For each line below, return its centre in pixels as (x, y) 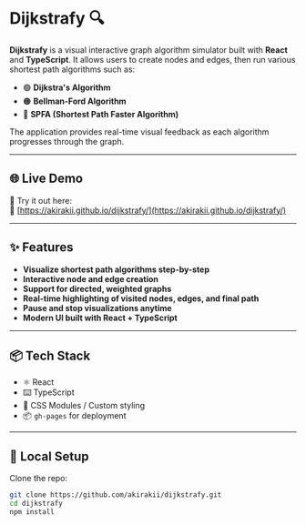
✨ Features (41, 247)
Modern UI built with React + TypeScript (100, 318)
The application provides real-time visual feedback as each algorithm (139, 131)
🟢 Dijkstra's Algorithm (66, 87)
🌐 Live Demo (46, 179)
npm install (32, 511)
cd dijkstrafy (36, 504)
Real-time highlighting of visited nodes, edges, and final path (141, 298)
